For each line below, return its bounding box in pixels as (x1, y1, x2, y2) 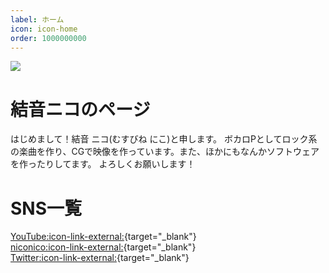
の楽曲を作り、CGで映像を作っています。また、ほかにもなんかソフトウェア (10, 146, 320, 158)
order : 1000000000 (10, 33, 87, 43)
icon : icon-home (10, 24, 78, 34)
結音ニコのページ (10, 98, 151, 121)
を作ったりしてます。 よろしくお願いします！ (10, 158, 196, 170)
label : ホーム (10, 14, 65, 25)
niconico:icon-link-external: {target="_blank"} (10, 241, 197, 253)
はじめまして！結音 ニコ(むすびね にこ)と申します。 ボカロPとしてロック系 (10, 133, 318, 145)
